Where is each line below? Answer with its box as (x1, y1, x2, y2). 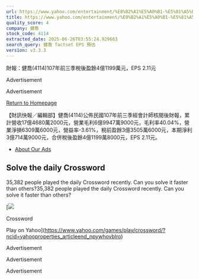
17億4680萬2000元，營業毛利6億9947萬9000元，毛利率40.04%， (21, 119, 185, 126)
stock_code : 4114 (6, 31, 49, 37)
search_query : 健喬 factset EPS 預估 (6, 42, 96, 48)
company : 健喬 (6, 25, 40, 31)
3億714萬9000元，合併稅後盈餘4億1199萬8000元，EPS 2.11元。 (6, 134, 161, 141)
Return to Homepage (6, 99, 57, 106)
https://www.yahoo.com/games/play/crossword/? (44, 226, 166, 233)
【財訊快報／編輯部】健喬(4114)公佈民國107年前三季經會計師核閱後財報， (6, 111, 185, 119)
